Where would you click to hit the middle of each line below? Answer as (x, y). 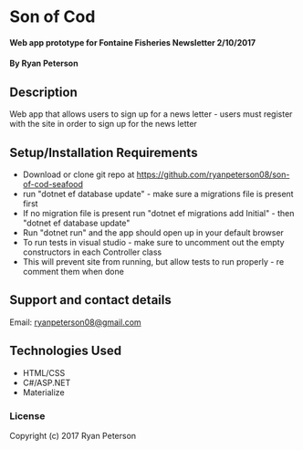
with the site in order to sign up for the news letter (104, 124)
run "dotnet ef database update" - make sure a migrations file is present (158, 194)
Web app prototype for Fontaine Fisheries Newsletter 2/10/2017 (133, 42)
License (27, 415)
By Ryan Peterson (44, 63)
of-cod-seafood (53, 184)
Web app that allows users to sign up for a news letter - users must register (151, 114)
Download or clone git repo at (78, 174)
